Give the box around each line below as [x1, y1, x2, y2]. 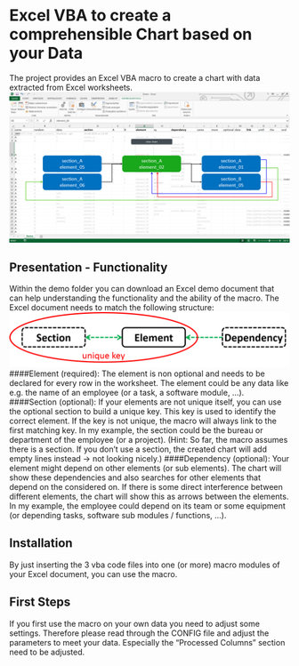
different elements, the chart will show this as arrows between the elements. [9, 491, 289, 502]
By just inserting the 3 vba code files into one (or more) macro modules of [9, 559, 280, 570]
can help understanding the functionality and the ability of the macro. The [9, 293, 279, 303]
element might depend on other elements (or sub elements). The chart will [9, 462, 282, 473]
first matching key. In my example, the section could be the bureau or [9, 424, 264, 436]
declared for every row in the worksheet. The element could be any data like [9, 377, 289, 388]
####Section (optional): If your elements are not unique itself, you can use [9, 397, 282, 407]
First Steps [9, 595, 71, 610]
